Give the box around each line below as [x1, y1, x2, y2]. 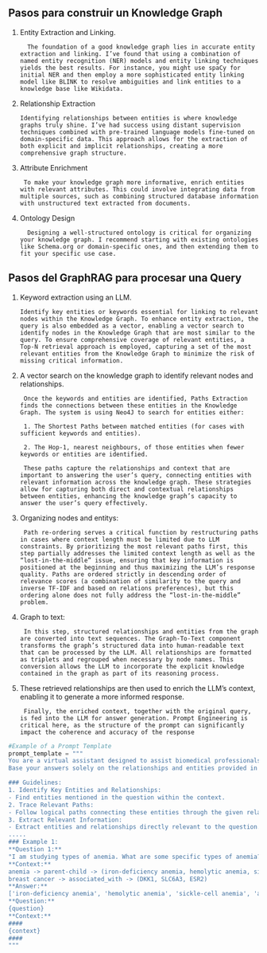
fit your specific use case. [19, 249, 117, 257]
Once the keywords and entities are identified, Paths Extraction [23, 394, 248, 402]
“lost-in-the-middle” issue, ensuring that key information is [19, 556, 234, 564]
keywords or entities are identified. [19, 450, 149, 458]
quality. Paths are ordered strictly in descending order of [19, 570, 227, 578]
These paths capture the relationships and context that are [23, 464, 230, 473]
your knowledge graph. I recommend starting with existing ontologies [19, 235, 259, 244]
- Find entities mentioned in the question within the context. [8, 793, 226, 802]
